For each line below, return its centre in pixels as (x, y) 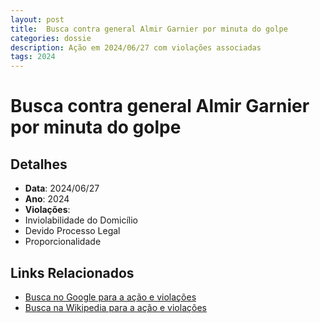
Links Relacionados (72, 272)
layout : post (37, 19)
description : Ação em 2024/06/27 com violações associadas (136, 47)
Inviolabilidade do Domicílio (81, 220)
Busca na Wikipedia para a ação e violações (115, 307)
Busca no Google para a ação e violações (110, 297)
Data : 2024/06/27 (62, 188)
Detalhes (39, 164)
